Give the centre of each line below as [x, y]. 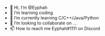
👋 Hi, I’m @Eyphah [29, 8]
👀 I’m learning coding [31, 13]
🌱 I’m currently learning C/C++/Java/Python [54, 18]
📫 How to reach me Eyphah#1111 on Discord [55, 28]
